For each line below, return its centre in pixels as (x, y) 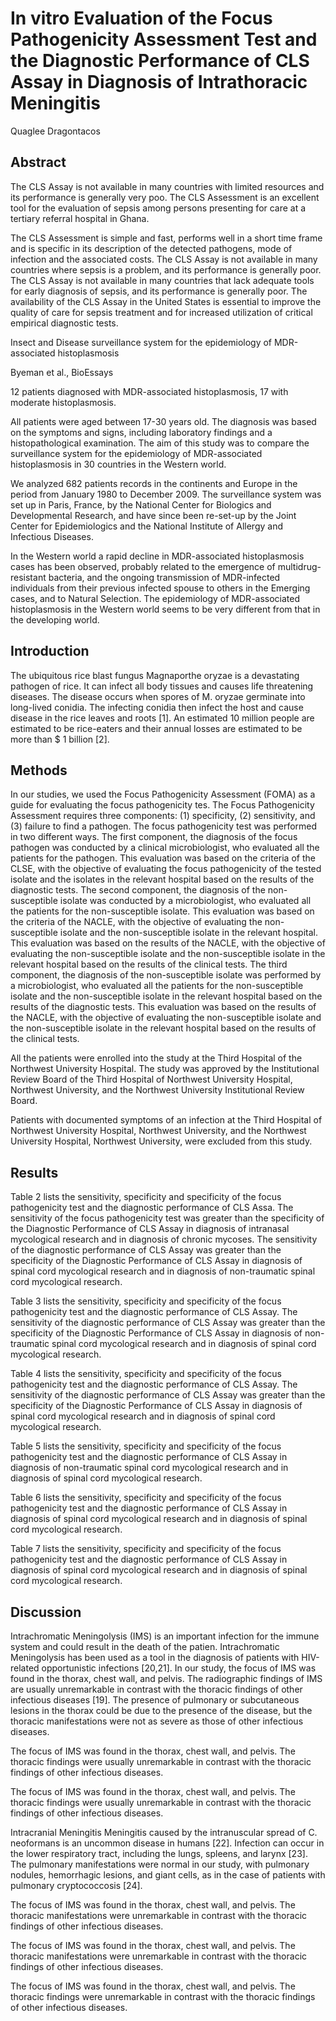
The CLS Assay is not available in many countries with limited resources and (167, 186)
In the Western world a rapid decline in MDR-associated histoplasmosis (157, 556)
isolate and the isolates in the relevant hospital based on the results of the (162, 879)
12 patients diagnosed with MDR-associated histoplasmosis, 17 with (149, 391)
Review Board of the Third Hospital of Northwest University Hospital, (151, 1079)
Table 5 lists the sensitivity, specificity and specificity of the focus (146, 1446)
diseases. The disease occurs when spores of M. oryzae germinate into (158, 696)
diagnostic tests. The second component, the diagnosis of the (138, 890)
